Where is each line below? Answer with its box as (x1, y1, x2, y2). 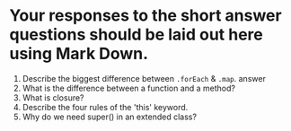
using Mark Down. (9, 44, 149, 64)
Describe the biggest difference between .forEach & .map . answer (22, 73, 267, 83)
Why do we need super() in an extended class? (22, 111, 198, 122)
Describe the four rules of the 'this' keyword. (22, 101, 189, 112)
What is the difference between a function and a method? (22, 83, 236, 93)
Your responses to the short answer (9, 5, 282, 26)
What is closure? (22, 92, 84, 103)
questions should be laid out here (9, 24, 263, 45)
